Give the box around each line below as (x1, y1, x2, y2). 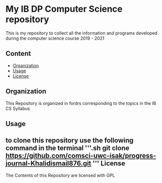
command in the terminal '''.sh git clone (5, 144, 130, 153)
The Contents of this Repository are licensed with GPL (5, 172, 115, 178)
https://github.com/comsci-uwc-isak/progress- (5, 152, 157, 160)
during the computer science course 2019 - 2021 (5, 35, 105, 41)
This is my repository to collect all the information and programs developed (5, 30, 158, 36)
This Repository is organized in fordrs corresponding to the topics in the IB (5, 100, 157, 106)
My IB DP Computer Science (5, 3, 123, 15)
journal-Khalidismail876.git (5, 159, 91, 168)
